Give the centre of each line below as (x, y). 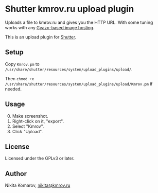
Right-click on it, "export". (38, 121)
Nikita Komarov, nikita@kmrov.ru (38, 185)
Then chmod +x (19, 78)
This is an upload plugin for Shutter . (41, 37)
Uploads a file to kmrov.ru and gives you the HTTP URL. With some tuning (79, 22)
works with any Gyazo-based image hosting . (50, 27)
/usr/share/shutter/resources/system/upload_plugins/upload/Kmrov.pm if (79, 84)
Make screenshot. (30, 116)
